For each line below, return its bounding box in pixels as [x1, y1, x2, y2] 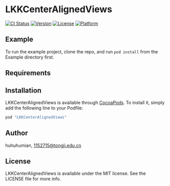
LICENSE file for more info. [5, 176, 61, 182]
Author [5, 129, 28, 138]
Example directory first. [5, 54, 54, 60]
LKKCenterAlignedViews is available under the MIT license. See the [5, 170, 146, 176]
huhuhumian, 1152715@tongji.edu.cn [5, 142, 81, 148]
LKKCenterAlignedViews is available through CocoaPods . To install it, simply [5, 99, 165, 105]
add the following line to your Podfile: [5, 105, 84, 111]
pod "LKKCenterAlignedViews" [5, 114, 67, 120]
